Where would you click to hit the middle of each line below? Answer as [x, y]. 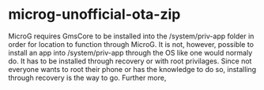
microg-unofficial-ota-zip [94, 14]
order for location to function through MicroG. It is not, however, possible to [131, 44]
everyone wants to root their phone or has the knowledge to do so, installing [132, 69]
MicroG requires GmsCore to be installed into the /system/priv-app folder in [131, 36]
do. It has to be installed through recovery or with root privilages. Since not [130, 61]
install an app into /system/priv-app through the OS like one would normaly [130, 52]
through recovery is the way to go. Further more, [87, 77]
